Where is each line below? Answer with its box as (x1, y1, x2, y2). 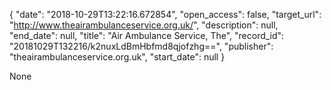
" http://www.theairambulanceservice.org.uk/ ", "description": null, (9, 19, 279, 31)
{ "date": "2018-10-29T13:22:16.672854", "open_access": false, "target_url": (9, 9, 322, 20)
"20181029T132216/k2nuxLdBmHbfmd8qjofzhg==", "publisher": (9, 40, 274, 52)
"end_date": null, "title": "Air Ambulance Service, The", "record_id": (9, 30, 285, 41)
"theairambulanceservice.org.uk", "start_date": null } (9, 51, 226, 63)
